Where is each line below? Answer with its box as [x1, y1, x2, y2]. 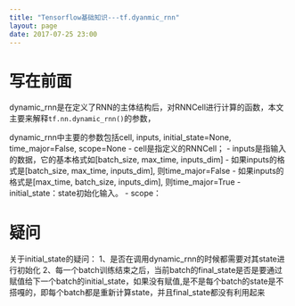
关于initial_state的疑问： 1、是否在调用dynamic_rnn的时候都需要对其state [9, 253, 278, 264]
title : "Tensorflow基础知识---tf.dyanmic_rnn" [9, 12, 180, 22]
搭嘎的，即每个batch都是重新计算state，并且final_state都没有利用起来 [9, 287, 266, 298]
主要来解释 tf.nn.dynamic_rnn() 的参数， [9, 113, 156, 124]
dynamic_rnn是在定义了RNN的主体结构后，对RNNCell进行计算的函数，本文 [9, 102, 284, 112]
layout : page [9, 21, 58, 30]
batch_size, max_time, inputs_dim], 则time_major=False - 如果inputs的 [28, 166, 284, 177]
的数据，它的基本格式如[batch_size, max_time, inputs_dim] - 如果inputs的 [9, 154, 278, 165]
